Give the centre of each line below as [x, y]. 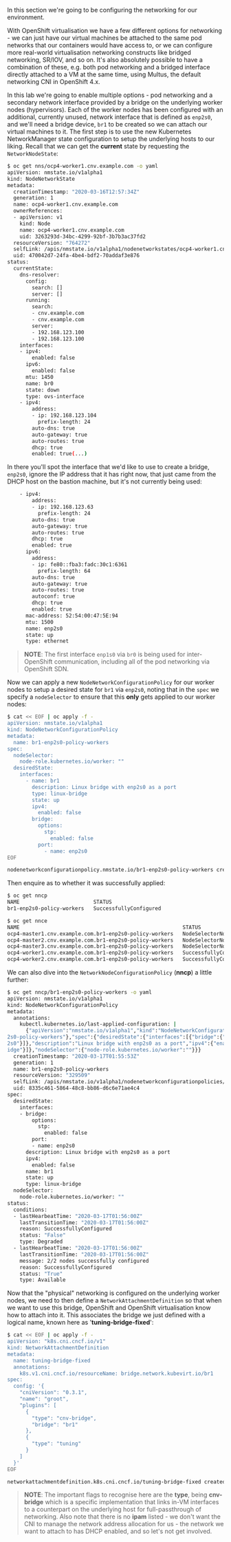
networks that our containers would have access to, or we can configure [110, 45]
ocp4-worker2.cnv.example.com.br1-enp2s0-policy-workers [90, 959]
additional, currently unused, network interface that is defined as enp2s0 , [110, 117]
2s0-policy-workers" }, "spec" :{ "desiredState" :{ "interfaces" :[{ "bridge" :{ [115, 1037]
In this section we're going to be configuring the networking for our [102, 10]
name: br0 [39, 383]
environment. [26, 17]
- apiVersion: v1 [38, 217]
